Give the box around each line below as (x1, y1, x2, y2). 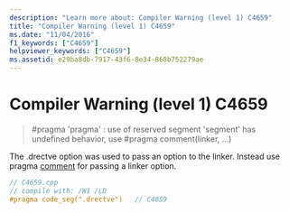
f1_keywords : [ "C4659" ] (9, 38, 99, 48)
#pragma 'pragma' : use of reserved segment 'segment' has (31, 124, 256, 134)
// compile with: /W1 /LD (9, 186, 107, 195)
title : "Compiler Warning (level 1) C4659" (9, 22, 176, 31)
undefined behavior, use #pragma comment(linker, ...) (31, 133, 232, 144)
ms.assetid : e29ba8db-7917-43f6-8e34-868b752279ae (9, 55, 204, 64)
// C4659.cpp (9, 178, 59, 187)
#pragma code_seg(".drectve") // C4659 (9, 195, 168, 204)
